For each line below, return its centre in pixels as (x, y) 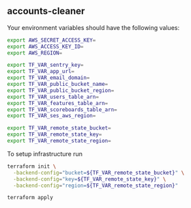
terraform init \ (32, 166)
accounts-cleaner (46, 11)
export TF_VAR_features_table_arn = (58, 103)
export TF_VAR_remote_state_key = (55, 135)
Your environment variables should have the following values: (93, 27)
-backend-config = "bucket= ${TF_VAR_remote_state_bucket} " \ (99, 173)
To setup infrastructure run (45, 153)
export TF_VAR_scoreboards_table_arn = (62, 109)
